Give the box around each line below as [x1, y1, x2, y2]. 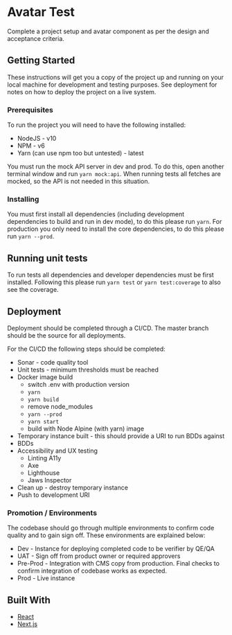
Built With [7, 594, 51, 606]
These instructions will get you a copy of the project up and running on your [7, 73, 224, 81]
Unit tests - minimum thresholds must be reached [17, 365, 159, 374]
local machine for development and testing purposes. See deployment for [7, 80, 217, 89]
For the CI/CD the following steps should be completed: [7, 345, 166, 353]
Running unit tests [7, 252, 88, 264]
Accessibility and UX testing [17, 446, 98, 455]
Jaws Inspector [27, 476, 72, 484]
